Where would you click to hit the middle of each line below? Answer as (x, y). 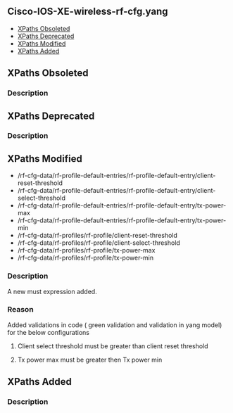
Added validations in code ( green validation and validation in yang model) (115, 325)
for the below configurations (49, 332)
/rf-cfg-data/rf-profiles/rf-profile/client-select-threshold (99, 243)
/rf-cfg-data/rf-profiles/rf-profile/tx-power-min (86, 258)
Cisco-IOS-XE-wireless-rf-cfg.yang (88, 12)
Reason (20, 310)
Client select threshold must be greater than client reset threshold (113, 346)
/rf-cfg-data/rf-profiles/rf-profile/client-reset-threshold (97, 236)
